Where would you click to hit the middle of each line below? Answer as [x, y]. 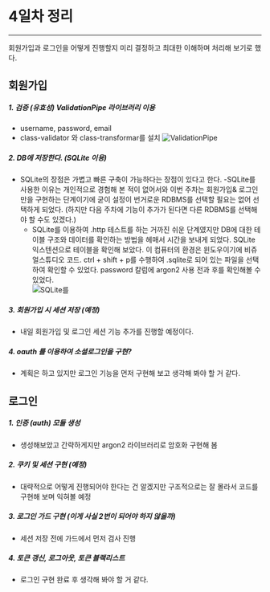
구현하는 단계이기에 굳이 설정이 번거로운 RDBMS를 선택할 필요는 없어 [143, 200]
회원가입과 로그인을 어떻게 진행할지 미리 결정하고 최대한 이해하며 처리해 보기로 [131, 47]
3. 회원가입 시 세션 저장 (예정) [54, 309]
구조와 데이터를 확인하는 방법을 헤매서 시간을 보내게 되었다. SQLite [151, 240]
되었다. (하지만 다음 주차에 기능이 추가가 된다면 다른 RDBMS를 [139, 210]
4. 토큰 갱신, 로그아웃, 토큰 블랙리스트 [67, 558]
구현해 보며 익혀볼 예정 [55, 496]
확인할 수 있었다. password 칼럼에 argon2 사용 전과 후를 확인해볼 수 [154, 270]
